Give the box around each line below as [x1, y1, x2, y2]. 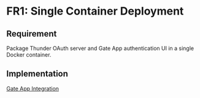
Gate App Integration [6, 85, 60, 92]
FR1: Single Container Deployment [6, 4, 184, 18]
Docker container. [6, 51, 52, 58]
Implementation [6, 69, 69, 79]
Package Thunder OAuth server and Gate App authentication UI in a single [6, 44, 194, 52]
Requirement [6, 29, 57, 39]
